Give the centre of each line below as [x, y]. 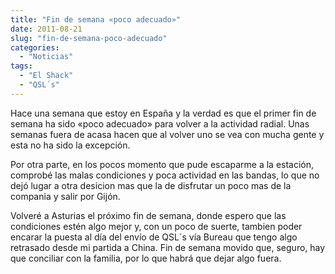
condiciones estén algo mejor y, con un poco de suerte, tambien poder [156, 226]
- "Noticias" [46, 57]
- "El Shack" [46, 76]
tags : [21, 66]
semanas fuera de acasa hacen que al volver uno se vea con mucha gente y [167, 134]
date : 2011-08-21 [46, 29]
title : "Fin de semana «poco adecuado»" [96, 19]
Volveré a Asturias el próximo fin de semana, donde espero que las [148, 215]
